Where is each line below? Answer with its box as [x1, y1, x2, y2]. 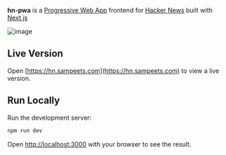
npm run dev [7, 127, 42, 134]
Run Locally [7, 95, 60, 107]
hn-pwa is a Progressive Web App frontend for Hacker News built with [7, 6, 213, 14]
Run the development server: [7, 113, 92, 122]
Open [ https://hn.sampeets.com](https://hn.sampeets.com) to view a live [7, 67, 220, 75]
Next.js [7, 13, 28, 22]
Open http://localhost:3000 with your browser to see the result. [7, 139, 192, 148]
